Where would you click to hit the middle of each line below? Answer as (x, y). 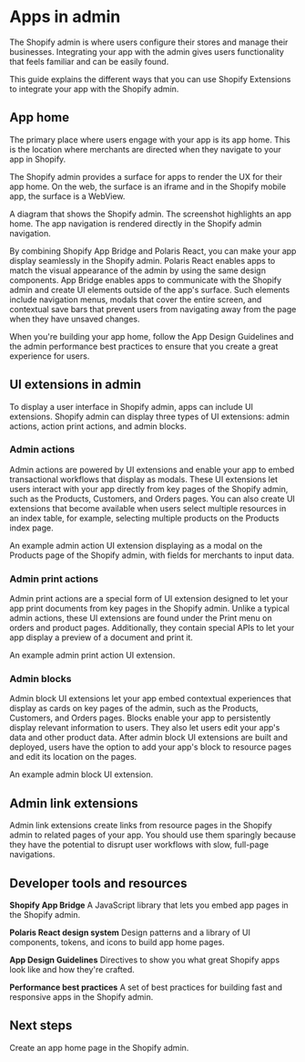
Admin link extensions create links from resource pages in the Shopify (141, 825)
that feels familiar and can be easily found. (89, 61)
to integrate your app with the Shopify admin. (94, 89)
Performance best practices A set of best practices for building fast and (146, 987)
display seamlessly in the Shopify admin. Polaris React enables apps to (142, 260)
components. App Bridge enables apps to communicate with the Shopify (146, 279)
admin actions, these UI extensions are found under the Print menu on (141, 618)
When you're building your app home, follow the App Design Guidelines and (152, 336)
